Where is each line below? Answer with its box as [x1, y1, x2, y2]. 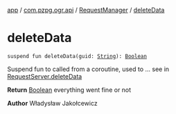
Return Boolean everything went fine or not [7, 86, 132, 94]
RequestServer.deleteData [7, 72, 82, 80]
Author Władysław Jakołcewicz [7, 99, 98, 107]
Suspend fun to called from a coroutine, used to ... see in [7, 65, 170, 73]
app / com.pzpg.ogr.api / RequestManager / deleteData [7, 6, 165, 14]
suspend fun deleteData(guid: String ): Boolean [7, 53, 148, 59]
